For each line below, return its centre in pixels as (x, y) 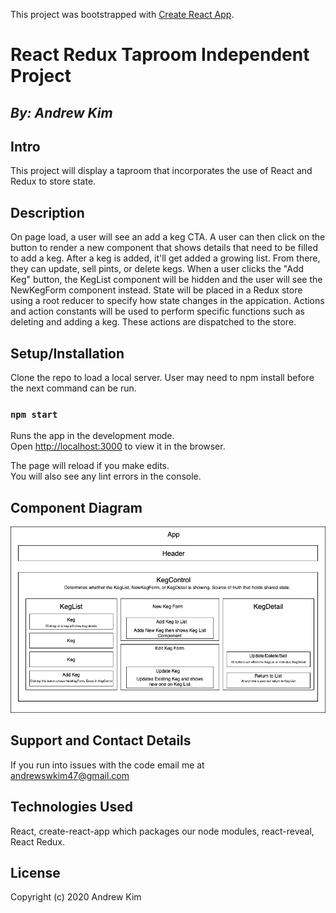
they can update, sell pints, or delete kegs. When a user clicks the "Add (157, 269)
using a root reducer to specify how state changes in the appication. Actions (167, 301)
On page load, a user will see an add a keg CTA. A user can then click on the (168, 237)
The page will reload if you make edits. (90, 466)
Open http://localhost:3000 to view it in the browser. (118, 446)
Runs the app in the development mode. (92, 436)
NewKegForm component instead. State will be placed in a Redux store (156, 290)
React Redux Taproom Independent (160, 55)
